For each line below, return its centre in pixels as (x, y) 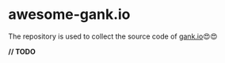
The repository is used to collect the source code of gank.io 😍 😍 (113, 36)
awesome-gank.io (69, 15)
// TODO (22, 51)
